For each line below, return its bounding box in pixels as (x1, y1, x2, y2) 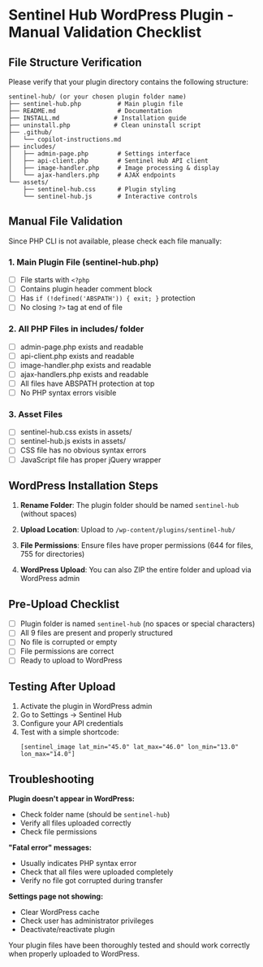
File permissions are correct (19, 646, 114, 656)
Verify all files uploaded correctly (19, 818, 131, 828)
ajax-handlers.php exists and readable (19, 369, 149, 379)
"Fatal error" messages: (8, 842, 92, 852)
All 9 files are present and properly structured (19, 628, 173, 638)
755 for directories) (19, 549, 85, 559)
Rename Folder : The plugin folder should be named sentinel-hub (19, 501, 239, 510)
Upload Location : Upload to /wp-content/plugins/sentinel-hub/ (19, 525, 236, 535)
